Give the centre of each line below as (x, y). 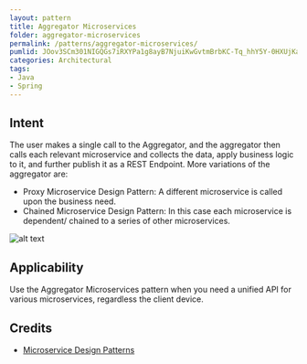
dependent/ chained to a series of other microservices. (127, 221)
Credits (31, 328)
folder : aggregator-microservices (75, 35)
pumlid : (24, 52)
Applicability (47, 268)
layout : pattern (40, 18)
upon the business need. (69, 201)
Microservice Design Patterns (79, 350)
